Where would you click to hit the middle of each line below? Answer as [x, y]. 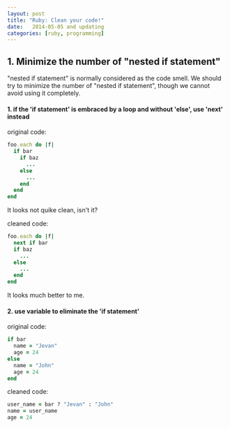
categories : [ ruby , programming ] [56, 33]
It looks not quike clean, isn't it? [53, 210]
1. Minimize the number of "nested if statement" [114, 61]
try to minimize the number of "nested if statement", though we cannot [109, 86]
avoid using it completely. [44, 93]
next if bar [31, 243]
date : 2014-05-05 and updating [56, 27]
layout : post [26, 14]
